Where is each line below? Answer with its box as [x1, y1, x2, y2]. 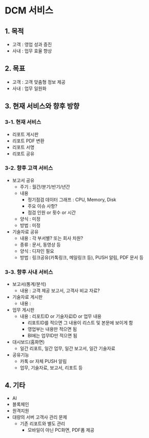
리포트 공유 [12, 150, 35, 157]
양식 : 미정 [19, 215, 41, 222]
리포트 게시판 [12, 131, 39, 137]
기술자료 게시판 [12, 294, 43, 300]
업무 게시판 [12, 307, 35, 313]
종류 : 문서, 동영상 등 [19, 241, 61, 247]
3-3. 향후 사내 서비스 [5, 268, 53, 276]
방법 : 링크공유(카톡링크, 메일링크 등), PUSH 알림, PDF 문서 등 [19, 254, 144, 260]
